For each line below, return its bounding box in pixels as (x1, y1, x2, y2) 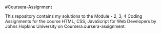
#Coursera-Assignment (5, 4, 52, 10)
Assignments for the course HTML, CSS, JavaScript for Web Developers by (5, 19, 157, 24)
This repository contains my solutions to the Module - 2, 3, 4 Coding (5, 13, 142, 19)
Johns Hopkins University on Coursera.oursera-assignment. (5, 23, 126, 29)
